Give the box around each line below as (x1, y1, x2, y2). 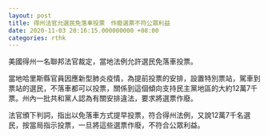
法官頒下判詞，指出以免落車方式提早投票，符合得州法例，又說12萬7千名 (8, 111, 244, 120)
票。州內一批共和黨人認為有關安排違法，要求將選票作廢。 (8, 93, 198, 104)
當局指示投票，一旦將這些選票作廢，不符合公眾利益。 (29, 120, 205, 130)
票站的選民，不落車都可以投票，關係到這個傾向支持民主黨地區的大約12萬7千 (8, 84, 258, 93)
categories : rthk (8, 33, 66, 42)
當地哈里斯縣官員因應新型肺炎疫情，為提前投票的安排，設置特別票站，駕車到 (8, 73, 261, 84)
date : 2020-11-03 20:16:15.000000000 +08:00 (8, 26, 159, 34)
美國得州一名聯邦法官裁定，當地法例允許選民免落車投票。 (8, 57, 198, 66)
